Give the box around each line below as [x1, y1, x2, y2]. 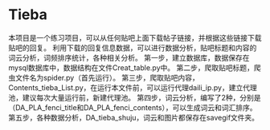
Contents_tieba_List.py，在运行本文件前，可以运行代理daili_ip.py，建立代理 [8, 82, 257, 93]
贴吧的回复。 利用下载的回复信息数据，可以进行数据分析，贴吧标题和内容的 [8, 42, 257, 53]
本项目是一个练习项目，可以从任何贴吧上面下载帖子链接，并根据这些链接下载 [8, 33, 262, 42]
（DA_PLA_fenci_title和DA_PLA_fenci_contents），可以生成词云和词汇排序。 [8, 102, 257, 112]
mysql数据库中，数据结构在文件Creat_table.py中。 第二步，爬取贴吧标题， [8, 62, 255, 73]
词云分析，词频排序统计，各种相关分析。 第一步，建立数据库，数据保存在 [8, 53, 250, 62]
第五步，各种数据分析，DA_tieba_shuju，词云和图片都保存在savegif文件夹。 [8, 112, 260, 122]
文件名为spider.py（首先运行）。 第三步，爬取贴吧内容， [14, 73, 199, 82]
